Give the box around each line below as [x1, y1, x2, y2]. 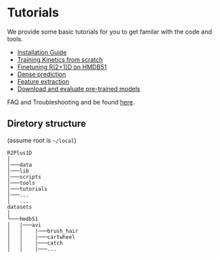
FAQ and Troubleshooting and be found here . [7, 98, 135, 106]
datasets [7, 203, 32, 210]
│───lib [7, 167, 30, 174]
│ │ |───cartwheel [7, 234, 76, 240]
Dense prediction [17, 70, 67, 78]
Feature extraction [17, 77, 70, 85]
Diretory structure [7, 118, 87, 130]
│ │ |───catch [7, 239, 63, 247]
